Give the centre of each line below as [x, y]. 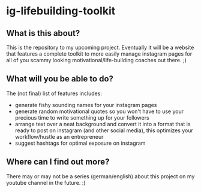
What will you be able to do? [60, 79]
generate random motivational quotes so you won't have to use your [99, 111]
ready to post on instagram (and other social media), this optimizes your [104, 130]
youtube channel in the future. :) [46, 182]
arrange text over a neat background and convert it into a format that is [103, 124]
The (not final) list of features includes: [54, 93]
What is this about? [43, 33]
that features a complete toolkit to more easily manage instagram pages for [99, 54]
